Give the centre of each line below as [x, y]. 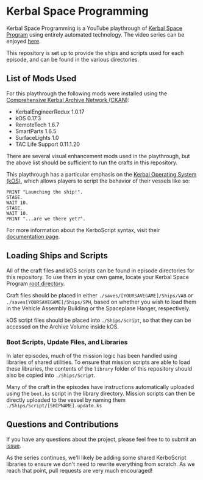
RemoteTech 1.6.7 [37, 125]
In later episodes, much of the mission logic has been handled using [92, 355]
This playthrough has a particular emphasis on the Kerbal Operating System [101, 174]
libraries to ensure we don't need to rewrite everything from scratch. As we [101, 464]
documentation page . [33, 236]
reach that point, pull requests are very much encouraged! [80, 470]
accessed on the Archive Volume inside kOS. [62, 326]
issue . [14, 445]
